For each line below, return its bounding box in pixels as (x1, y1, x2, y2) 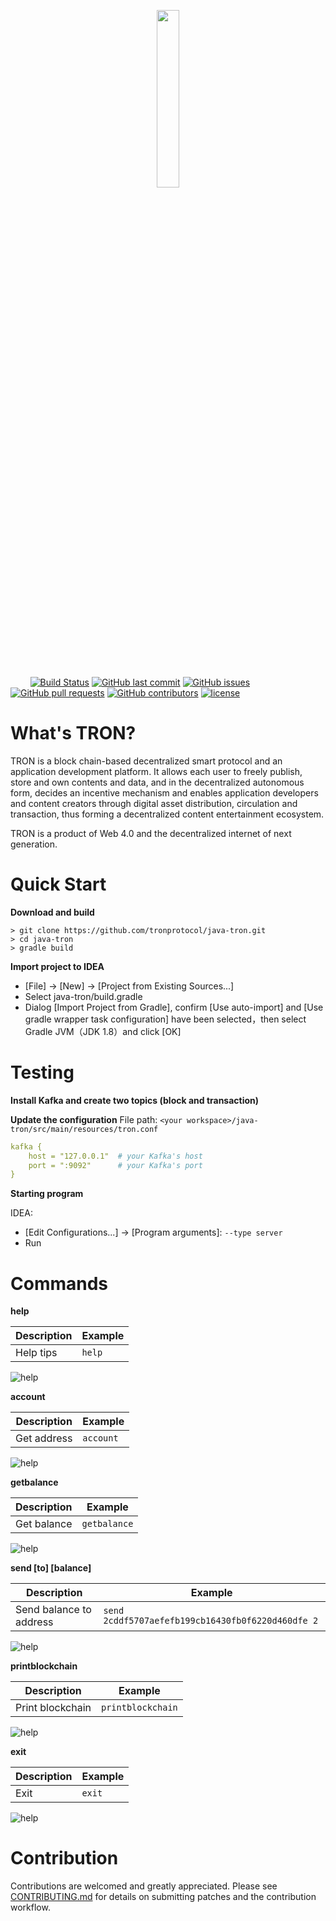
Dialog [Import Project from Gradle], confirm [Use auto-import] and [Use (24, 1001, 324, 1013)
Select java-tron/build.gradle (24, 990, 143, 1002)
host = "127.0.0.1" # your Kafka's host (28, 1151, 203, 1161)
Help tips (15, 1346, 58, 1360)
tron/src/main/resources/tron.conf (10, 1124, 159, 1134)
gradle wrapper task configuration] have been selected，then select (24, 1013, 307, 1025)
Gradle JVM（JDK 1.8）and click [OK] (24, 1025, 182, 1037)
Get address (15, 1431, 73, 1445)
